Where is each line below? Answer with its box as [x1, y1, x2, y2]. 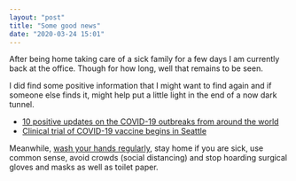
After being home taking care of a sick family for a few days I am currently [9, 54, 280, 65]
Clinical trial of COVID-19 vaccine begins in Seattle [21, 126, 206, 137]
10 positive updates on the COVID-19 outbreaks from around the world [21, 116, 279, 127]
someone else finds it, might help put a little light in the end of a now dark [9, 90, 277, 100]
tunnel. [9, 99, 35, 110]
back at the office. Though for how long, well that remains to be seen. [9, 63, 263, 74]
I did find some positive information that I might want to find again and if [9, 81, 272, 91]
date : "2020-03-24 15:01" [9, 29, 105, 38]
